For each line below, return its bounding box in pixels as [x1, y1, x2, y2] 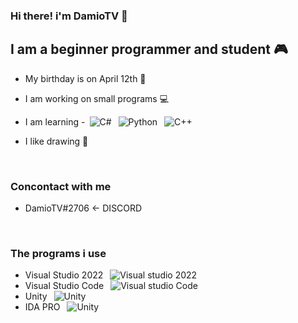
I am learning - [24, 115, 86, 128]
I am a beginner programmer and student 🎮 [10, 41, 288, 58]
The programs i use [10, 246, 107, 260]
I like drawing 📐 [24, 135, 89, 147]
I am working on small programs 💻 [24, 92, 170, 104]
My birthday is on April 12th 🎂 [24, 72, 147, 84]
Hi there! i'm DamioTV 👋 [10, 9, 128, 23]
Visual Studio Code [24, 280, 105, 292]
